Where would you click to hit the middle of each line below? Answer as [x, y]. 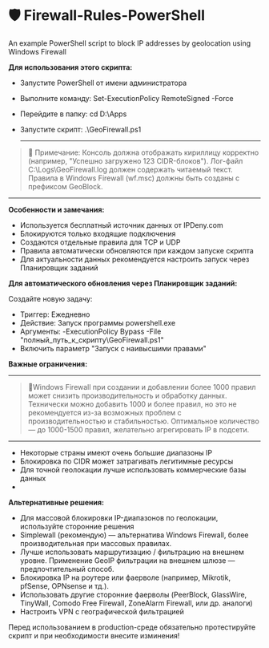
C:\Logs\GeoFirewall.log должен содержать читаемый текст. [130, 169]
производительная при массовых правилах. [96, 543]
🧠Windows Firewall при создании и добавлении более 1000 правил [142, 387]
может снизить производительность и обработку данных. [127, 395]
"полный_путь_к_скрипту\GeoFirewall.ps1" [92, 340]
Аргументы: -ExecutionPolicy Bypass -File [90, 331]
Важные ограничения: [48, 364]
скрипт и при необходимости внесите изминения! [94, 635]
